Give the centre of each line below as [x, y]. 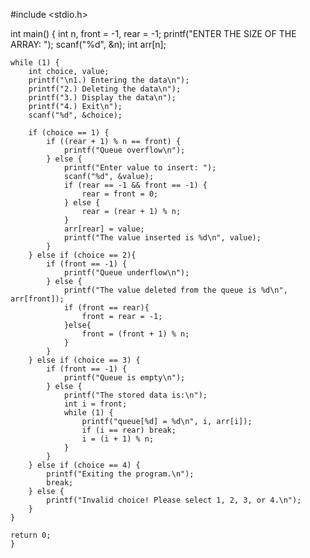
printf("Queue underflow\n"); [126, 273]
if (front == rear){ [106, 308]
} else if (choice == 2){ [82, 255]
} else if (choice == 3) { [84, 360]
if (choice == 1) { [69, 133]
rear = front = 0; [120, 194]
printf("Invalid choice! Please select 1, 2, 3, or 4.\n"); [174, 500]
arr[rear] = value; [104, 229]
